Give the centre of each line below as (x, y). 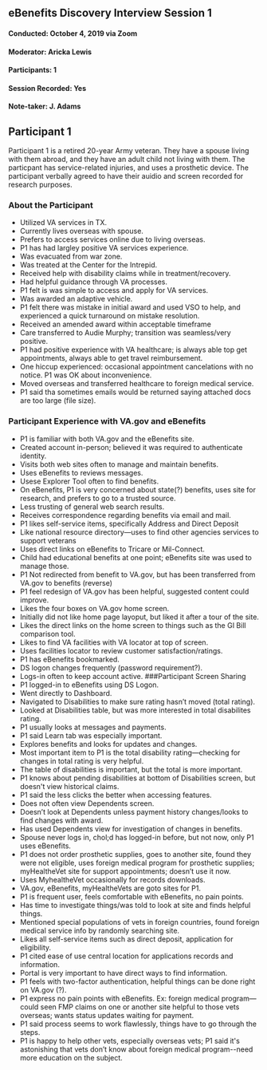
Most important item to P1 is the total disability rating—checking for (130, 752)
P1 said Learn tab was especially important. (91, 735)
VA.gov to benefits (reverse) (66, 582)
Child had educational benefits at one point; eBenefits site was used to (136, 557)
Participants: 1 (33, 70)
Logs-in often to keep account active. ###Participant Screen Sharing (133, 676)
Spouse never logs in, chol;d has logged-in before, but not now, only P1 (137, 837)
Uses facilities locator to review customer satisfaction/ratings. (121, 650)
